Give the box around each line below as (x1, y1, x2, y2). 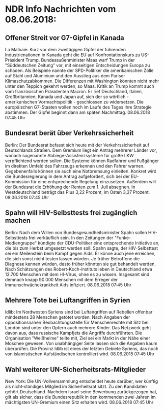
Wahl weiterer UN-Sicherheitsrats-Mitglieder (5, 365, 146, 374)
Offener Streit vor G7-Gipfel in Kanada (5, 34, 124, 42)
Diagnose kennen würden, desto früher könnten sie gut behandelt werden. (5, 261, 156, 267)
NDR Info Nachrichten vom (5, 3, 116, 15)
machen (5, 216, 31, 225)
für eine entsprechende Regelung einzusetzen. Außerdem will (30, 178, 156, 184)
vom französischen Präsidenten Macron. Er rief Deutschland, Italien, (5, 89, 143, 94)
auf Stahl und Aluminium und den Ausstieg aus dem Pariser (5, 73, 125, 78)
